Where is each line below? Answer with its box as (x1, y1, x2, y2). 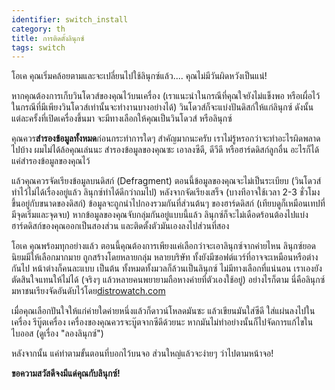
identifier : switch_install (11, 14, 129, 25)
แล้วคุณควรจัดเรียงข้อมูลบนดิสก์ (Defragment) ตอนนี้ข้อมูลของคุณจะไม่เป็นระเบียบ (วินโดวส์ (11, 175, 322, 187)
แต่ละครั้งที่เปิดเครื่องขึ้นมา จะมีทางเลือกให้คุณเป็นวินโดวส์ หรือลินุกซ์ (11, 112, 233, 125)
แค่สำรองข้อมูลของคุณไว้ (11, 155, 91, 167)
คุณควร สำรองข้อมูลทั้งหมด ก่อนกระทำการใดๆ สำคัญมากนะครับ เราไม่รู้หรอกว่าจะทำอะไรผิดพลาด (11, 132, 321, 145)
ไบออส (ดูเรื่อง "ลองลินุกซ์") (11, 327, 104, 340)
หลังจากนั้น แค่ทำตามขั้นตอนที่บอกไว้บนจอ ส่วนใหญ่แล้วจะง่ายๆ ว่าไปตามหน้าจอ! (11, 347, 274, 360)
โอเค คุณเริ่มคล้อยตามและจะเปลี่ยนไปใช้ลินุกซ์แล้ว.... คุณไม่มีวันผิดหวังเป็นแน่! (11, 70, 268, 82)
